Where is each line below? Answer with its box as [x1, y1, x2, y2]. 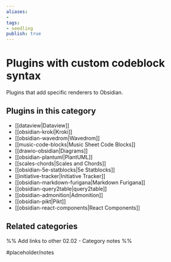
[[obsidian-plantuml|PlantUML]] [14, 153, 93, 161]
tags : [6, 20, 20, 26]
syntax [6, 69, 41, 83]
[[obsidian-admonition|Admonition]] [14, 191, 103, 198]
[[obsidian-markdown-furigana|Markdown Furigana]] [14, 179, 145, 186]
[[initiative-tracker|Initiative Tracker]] [14, 172, 105, 179]
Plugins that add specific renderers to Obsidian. [6, 89, 123, 96]
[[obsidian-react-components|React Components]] [14, 204, 140, 211]
